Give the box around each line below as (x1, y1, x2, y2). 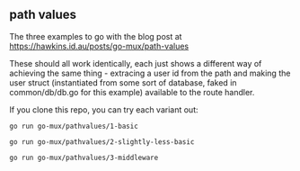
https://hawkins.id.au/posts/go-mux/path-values (9, 40, 190, 51)
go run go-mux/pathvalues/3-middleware (9, 153, 159, 162)
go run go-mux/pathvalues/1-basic (9, 121, 139, 130)
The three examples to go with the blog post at (9, 31, 182, 41)
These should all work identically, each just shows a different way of (9, 58, 262, 68)
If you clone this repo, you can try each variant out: (9, 103, 199, 115)
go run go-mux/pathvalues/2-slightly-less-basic (9, 137, 195, 147)
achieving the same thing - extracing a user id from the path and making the (9, 67, 291, 78)
